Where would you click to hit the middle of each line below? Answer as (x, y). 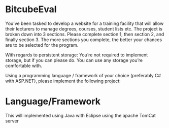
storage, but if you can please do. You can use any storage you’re (74, 60)
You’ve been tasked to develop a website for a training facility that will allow (84, 23)
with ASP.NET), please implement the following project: (63, 81)
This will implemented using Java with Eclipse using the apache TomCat (81, 115)
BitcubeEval (31, 9)
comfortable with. (24, 66)
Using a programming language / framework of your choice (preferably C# (83, 75)
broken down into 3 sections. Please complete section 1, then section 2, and (85, 34)
